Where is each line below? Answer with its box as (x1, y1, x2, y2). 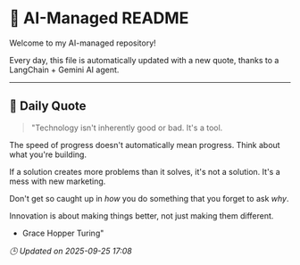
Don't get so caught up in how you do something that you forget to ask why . (9, 193, 289, 203)
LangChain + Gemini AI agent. (9, 64, 120, 75)
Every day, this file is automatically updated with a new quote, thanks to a (9, 54, 279, 65)
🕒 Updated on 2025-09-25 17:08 (9, 245, 132, 256)
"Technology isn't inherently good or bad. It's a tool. (30, 122, 223, 133)
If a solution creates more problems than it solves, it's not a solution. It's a (9, 166, 281, 177)
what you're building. (9, 149, 87, 160)
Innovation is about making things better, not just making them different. (9, 210, 274, 221)
